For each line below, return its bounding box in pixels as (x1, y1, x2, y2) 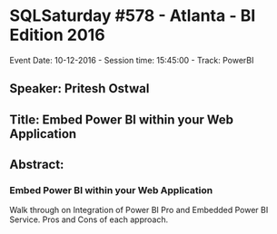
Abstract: (9, 157, 64, 172)
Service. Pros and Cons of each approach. (9, 214, 169, 225)
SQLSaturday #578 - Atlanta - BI (9, 5, 256, 26)
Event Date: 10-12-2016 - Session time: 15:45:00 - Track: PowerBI (9, 54, 254, 65)
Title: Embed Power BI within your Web (9, 112, 234, 127)
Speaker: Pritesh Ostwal (9, 81, 150, 96)
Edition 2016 (9, 24, 106, 45)
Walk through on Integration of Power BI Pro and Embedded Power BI (9, 205, 269, 216)
